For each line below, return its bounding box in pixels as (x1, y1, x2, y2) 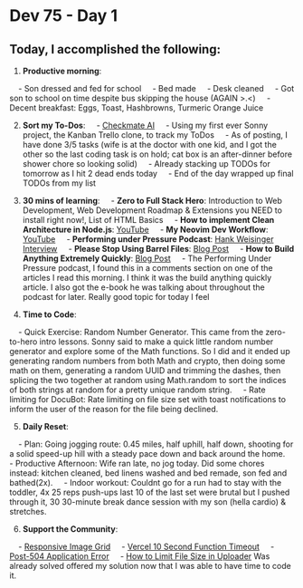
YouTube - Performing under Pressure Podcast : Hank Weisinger (22, 234, 274, 245)
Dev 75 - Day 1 (9, 5, 118, 26)
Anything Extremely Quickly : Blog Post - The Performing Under (22, 253, 271, 264)
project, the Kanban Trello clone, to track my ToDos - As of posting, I (22, 130, 288, 140)
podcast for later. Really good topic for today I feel (22, 292, 210, 302)
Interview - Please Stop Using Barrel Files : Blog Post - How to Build (22, 244, 295, 254)
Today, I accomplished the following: (9, 42, 222, 57)
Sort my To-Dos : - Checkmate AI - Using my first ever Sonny (22, 120, 269, 130)
